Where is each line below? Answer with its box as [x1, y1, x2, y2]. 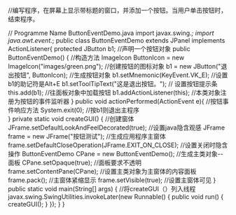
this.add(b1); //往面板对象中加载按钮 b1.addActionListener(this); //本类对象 [8, 88, 221, 97]
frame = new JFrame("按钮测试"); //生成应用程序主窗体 [8, 132, 167, 140]
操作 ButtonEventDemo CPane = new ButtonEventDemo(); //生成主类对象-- [8, 150, 223, 158]
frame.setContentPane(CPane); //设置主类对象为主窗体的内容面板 [8, 167, 197, 175]
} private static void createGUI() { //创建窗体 [8, 115, 134, 123]
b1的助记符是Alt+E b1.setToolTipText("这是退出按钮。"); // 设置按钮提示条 [8, 80, 218, 88]
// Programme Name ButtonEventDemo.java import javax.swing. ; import [8, 29, 214, 37]
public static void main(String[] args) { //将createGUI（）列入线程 [8, 185, 196, 193]
